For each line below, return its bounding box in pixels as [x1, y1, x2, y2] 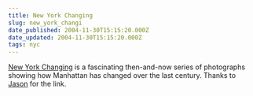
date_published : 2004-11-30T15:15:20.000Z [8, 26, 149, 34]
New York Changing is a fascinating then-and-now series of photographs [8, 62, 246, 72]
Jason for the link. [8, 79, 67, 89]
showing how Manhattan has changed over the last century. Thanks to [8, 71, 236, 80]
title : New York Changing [8, 11, 93, 20]
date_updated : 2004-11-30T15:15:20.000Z [8, 33, 143, 42]
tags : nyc [8, 41, 41, 49]
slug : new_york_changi [8, 19, 82, 27]
